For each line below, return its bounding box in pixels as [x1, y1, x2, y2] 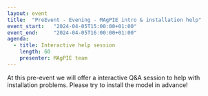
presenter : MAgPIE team [19, 55, 88, 62]
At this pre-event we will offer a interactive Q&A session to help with [7, 73, 200, 82]
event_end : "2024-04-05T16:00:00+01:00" [7, 29, 137, 36]
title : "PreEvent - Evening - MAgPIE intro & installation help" [7, 16, 202, 23]
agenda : [7, 36, 30, 43]
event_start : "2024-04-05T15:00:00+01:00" [7, 23, 137, 29]
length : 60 [19, 49, 51, 56]
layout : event [7, 10, 48, 17]
